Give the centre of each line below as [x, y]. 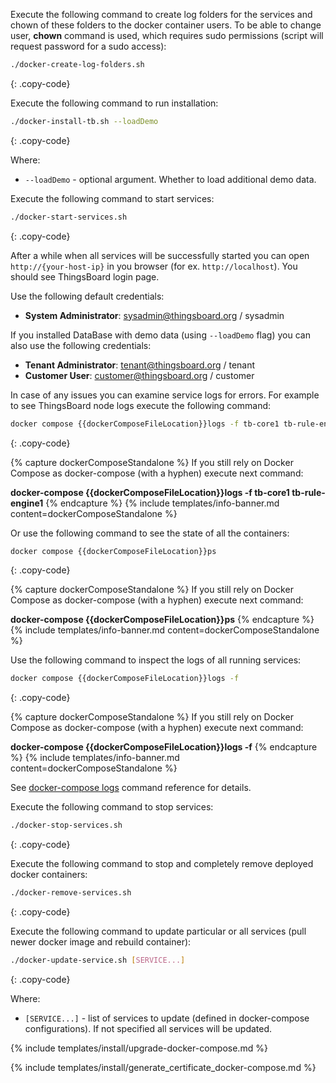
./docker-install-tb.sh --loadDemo [84, 121]
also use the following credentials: [81, 345]
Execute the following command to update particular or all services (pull [158, 931]
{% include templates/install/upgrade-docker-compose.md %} [139, 1048]
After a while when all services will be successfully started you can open [160, 255]
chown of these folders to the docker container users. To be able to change [166, 25]
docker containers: [49, 875]
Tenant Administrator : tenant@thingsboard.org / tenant [140, 365]
